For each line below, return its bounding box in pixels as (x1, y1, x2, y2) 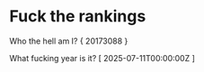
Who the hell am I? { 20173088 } (9, 36, 129, 46)
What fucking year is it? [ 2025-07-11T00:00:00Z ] (9, 52, 196, 63)
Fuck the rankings (9, 6, 146, 27)
